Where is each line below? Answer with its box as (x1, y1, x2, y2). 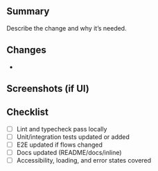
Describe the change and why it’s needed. (6, 24, 127, 32)
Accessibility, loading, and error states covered (16, 156, 152, 165)
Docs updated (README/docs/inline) (16, 149, 122, 157)
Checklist (6, 106, 49, 118)
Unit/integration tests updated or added (16, 132, 130, 141)
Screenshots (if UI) (6, 83, 89, 95)
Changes (6, 44, 46, 56)
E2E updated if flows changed (16, 140, 103, 149)
